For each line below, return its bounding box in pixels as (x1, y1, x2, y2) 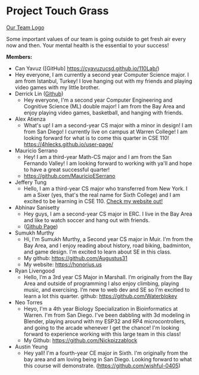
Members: (6, 53, 33, 60)
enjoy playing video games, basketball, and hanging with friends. (23, 109, 184, 116)
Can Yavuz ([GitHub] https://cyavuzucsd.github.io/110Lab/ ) (14, 64, 160, 72)
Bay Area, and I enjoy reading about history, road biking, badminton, (23, 242, 191, 249)
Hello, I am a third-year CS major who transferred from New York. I (23, 185, 188, 192)
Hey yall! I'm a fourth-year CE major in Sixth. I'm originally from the (23, 349, 188, 357)
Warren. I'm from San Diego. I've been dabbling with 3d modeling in (23, 311, 191, 318)
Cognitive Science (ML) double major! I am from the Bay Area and (23, 102, 185, 110)
